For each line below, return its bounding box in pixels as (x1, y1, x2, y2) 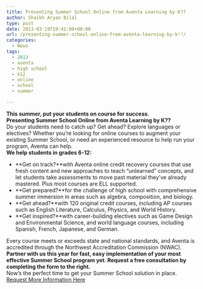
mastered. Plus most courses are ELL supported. (15, 180, 138, 187)
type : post (6, 20, 34, 26)
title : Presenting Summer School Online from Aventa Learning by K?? (6, 9, 187, 15)
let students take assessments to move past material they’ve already (15, 173, 187, 181)
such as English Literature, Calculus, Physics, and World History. (15, 206, 177, 213)
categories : (6, 37, 36, 43)
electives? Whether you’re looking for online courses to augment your (6, 129, 181, 137)
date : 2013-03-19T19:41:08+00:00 (6, 26, 91, 32)
